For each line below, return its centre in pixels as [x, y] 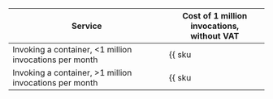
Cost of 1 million [215, 16]
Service [87, 26]
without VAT [215, 36]
